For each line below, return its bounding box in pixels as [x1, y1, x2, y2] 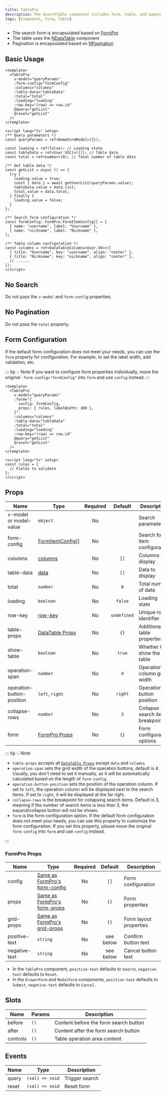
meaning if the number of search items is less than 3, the [12, 802, 128, 808]
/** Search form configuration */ [5, 215, 77, 220]
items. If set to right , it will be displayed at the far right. [12, 792, 125, 798]
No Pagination [5, 308, 49, 317]
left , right [38, 691, 64, 698]
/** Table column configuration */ [5, 241, 79, 246]
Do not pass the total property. [5, 321, 70, 327]
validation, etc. [5, 359, 36, 365]
